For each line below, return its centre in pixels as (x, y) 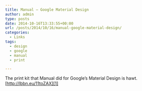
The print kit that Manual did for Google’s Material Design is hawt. (71, 78)
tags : (11, 42)
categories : (17, 32)
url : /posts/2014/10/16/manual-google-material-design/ (63, 28)
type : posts (17, 19)
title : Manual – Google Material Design (47, 10)
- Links (17, 37)
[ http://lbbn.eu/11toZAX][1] (32, 84)
